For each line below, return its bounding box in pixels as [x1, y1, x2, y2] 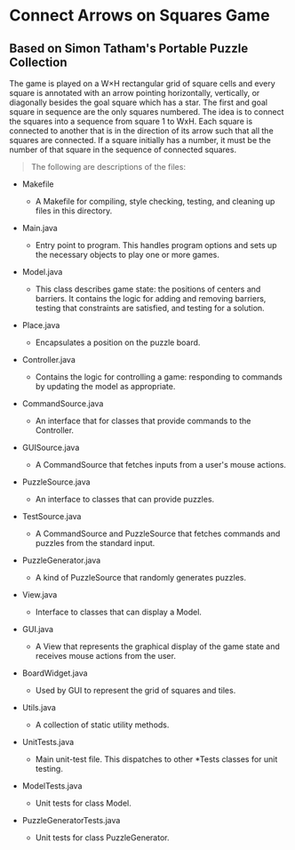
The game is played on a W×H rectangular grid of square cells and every [9, 78, 275, 89]
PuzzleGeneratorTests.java [21, 815, 121, 825]
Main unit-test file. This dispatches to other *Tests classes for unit [35, 754, 278, 765]
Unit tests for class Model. [35, 798, 132, 808]
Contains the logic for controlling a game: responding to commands [35, 372, 283, 382]
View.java [21, 589, 58, 600]
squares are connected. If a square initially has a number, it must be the [9, 135, 271, 145]
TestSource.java [21, 511, 82, 521]
